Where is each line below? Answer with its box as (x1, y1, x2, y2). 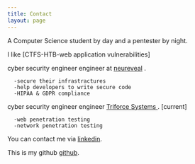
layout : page (7, 17, 46, 24)
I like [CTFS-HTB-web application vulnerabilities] (7, 50, 150, 59)
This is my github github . (7, 148, 79, 156)
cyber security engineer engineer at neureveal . (7, 64, 147, 72)
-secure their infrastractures (13, 77, 106, 85)
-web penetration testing (13, 116, 91, 123)
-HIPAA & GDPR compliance (13, 90, 91, 97)
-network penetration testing (13, 122, 103, 129)
